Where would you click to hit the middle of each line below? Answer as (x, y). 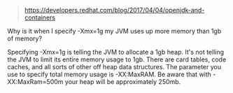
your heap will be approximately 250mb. (123, 82)
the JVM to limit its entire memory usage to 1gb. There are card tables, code (117, 59)
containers (40, 17)
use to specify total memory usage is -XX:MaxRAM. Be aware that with (110, 74)
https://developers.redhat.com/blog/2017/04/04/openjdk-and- (114, 10)
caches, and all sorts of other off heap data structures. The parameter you (114, 67)
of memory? (25, 38)
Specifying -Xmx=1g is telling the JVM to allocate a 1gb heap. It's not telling (116, 52)
